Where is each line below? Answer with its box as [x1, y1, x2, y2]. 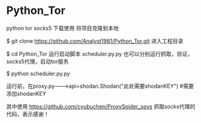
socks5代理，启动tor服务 [6, 58, 69, 65]
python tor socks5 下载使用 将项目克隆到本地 [6, 24, 119, 32]
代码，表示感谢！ [6, 110, 49, 118]
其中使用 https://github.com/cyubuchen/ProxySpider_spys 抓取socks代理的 [6, 102, 196, 110]
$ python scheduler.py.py [6, 70, 71, 77]
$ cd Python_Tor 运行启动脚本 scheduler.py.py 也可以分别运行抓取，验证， [6, 50, 193, 58]
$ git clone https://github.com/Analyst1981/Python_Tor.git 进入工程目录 [6, 37, 184, 44]
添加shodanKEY [6, 90, 47, 97]
